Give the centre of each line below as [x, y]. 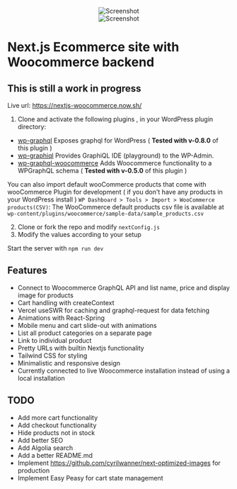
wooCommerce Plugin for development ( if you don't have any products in [115, 192]
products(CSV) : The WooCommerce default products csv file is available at [116, 207]
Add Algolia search [45, 448]
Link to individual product [54, 340]
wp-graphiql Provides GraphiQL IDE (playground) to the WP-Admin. [116, 155]
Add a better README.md [55, 455]
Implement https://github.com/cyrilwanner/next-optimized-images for [119, 463]
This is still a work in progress [74, 88]
